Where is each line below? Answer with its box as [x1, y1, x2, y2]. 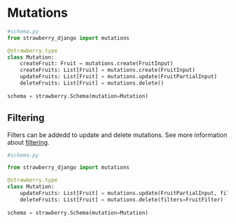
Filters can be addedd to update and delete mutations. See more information [7, 131, 227, 139]
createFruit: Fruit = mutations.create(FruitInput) [20, 60, 173, 67]
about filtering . [7, 138, 50, 146]
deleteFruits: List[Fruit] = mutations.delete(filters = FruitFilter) [20, 196, 224, 203]
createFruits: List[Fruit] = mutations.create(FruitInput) [20, 66, 196, 74]
